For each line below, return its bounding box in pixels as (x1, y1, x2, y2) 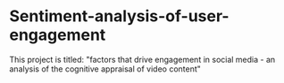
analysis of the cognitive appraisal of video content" (9, 64, 201, 74)
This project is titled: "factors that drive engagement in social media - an (9, 54, 276, 64)
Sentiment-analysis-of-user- (9, 6, 230, 26)
